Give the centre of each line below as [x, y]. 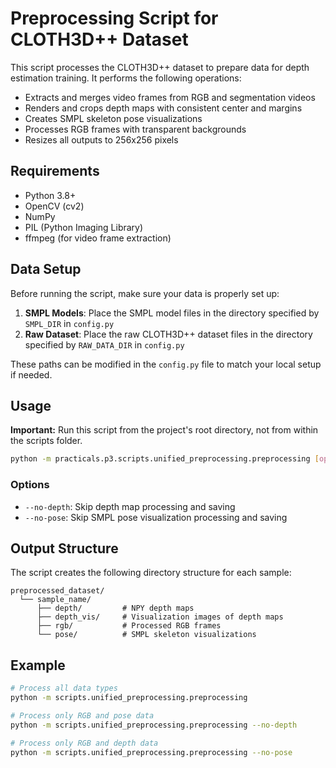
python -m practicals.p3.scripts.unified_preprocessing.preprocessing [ [165, 459]
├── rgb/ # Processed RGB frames [129, 626]
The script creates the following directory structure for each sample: [151, 573]
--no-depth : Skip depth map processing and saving [130, 506]
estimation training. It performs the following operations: [126, 78]
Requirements [55, 171]
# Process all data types [64, 688]
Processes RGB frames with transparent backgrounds [135, 129]
